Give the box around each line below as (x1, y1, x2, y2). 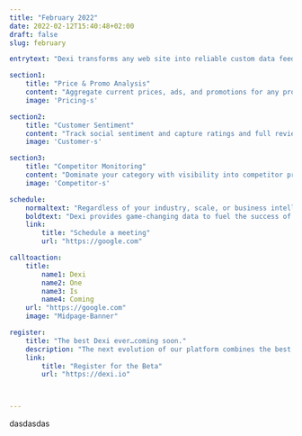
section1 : (9, 71, 47, 80)
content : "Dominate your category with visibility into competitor (25, 170, 283, 179)
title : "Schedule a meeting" (41, 229, 151, 238)
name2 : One (41, 278, 83, 287)
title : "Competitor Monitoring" (25, 162, 147, 171)
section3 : (9, 154, 47, 163)
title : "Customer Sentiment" (25, 121, 135, 130)
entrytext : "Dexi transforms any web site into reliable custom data (9, 55, 276, 64)
